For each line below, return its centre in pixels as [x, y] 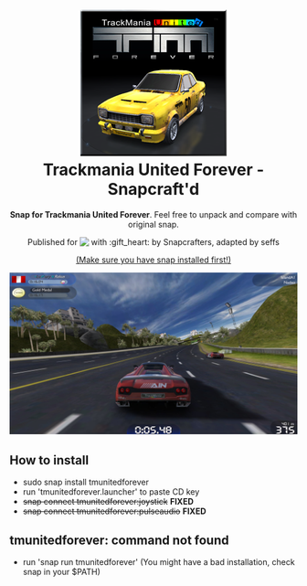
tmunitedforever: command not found [119, 540]
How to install [49, 460]
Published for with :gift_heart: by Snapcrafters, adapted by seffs [153, 241]
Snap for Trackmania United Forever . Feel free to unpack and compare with [153, 214]
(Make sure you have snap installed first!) [153, 260]
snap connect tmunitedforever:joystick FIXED [108, 502]
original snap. [153, 224]
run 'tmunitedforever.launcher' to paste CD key [111, 492]
